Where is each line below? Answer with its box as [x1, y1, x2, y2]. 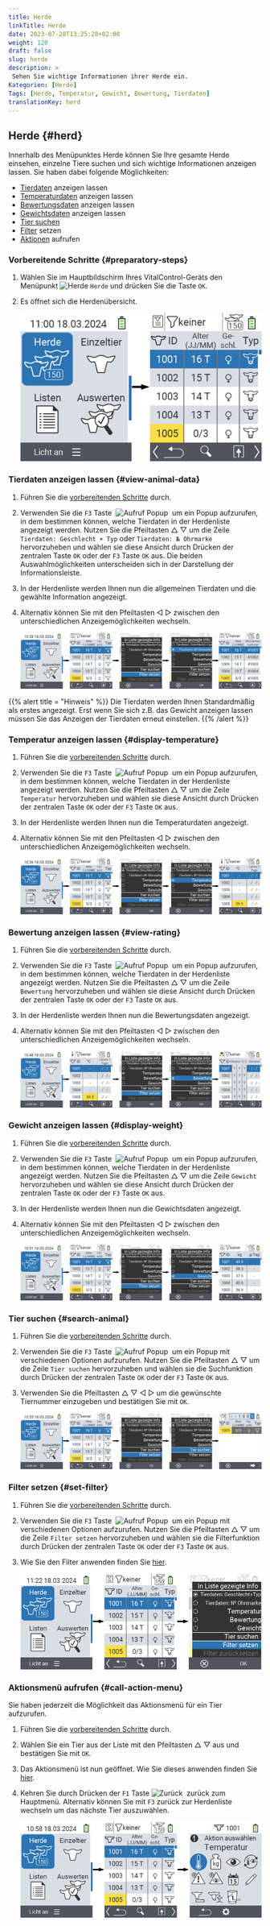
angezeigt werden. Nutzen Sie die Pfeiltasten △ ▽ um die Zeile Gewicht [19, 1170, 257, 1180]
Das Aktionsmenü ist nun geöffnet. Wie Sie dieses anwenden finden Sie [19, 1764, 258, 1774]
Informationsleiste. [19, 568, 82, 578]
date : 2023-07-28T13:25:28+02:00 [8, 30, 121, 38]
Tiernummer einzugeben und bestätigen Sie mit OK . [19, 1397, 190, 1406]
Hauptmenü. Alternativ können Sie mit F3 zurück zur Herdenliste [19, 1797, 233, 1807]
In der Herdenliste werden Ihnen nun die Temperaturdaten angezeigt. [19, 818, 249, 827]
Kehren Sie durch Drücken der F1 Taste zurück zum [19, 1788, 227, 1798]
